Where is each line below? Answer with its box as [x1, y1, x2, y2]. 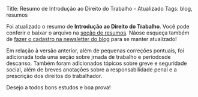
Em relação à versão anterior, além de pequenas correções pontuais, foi [6, 47, 184, 54]
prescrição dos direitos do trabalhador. [6, 73, 103, 79]
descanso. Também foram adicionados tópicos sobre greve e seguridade [6, 60, 187, 67]
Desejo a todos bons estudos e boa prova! [6, 84, 111, 91]
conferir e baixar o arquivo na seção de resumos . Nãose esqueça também [6, 29, 190, 36]
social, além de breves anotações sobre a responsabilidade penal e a [6, 66, 177, 73]
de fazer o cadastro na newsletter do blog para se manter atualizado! [6, 36, 177, 42]
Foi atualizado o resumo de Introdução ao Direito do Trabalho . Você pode [6, 23, 190, 30]
